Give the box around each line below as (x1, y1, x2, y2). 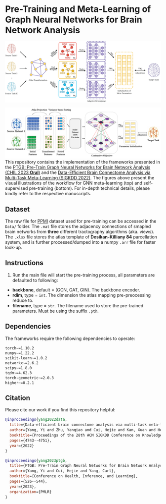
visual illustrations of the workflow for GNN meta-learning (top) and (5, 180, 142, 186)
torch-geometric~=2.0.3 (5, 375, 54, 380)
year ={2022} (9, 443, 35, 448)
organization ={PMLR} (9, 489, 52, 494)
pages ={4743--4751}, (9, 438, 52, 443)
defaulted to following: (12, 277, 58, 283)
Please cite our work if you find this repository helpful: (5, 407, 116, 413)
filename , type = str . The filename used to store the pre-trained (12, 302, 144, 308)
